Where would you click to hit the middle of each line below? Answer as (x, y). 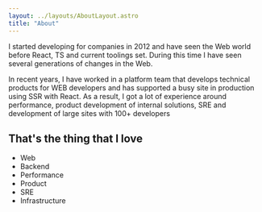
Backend (35, 167)
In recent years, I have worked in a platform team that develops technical (129, 79)
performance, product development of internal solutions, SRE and (117, 105)
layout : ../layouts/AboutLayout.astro (73, 16)
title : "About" (34, 23)
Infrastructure (43, 201)
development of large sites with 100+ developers (89, 113)
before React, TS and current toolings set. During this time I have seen (125, 55)
